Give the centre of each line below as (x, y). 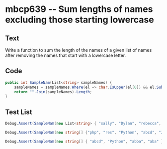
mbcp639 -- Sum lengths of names (79, 9)
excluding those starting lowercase (80, 20)
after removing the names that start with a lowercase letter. (66, 55)
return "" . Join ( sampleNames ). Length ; (53, 92)
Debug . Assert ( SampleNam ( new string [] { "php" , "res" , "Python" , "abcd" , (81, 133)
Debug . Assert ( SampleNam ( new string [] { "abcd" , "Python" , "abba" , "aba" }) (85, 141)
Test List (19, 112)
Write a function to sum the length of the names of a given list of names (79, 50)
